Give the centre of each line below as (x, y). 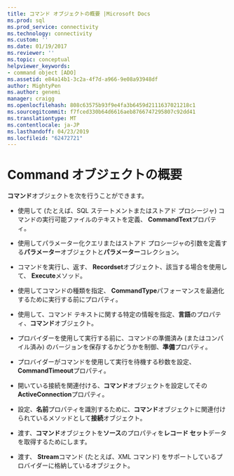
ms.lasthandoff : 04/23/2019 (48, 131)
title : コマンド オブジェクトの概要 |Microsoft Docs (79, 14)
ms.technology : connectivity (50, 33)
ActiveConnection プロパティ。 (63, 394)
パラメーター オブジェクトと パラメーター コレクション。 (103, 252)
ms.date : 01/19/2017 (37, 46)
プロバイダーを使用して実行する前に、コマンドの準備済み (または (111, 338)
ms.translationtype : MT (42, 118)
